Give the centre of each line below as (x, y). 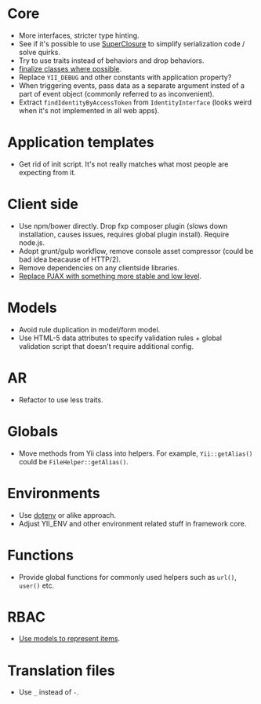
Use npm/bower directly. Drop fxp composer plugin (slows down (123, 225)
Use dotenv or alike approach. (67, 515)
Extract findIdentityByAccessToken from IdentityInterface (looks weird (135, 102)
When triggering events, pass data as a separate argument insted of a (131, 85)
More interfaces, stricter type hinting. (79, 35)
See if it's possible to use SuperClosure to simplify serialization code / (132, 43)
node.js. (32, 242)
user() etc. (36, 585)
